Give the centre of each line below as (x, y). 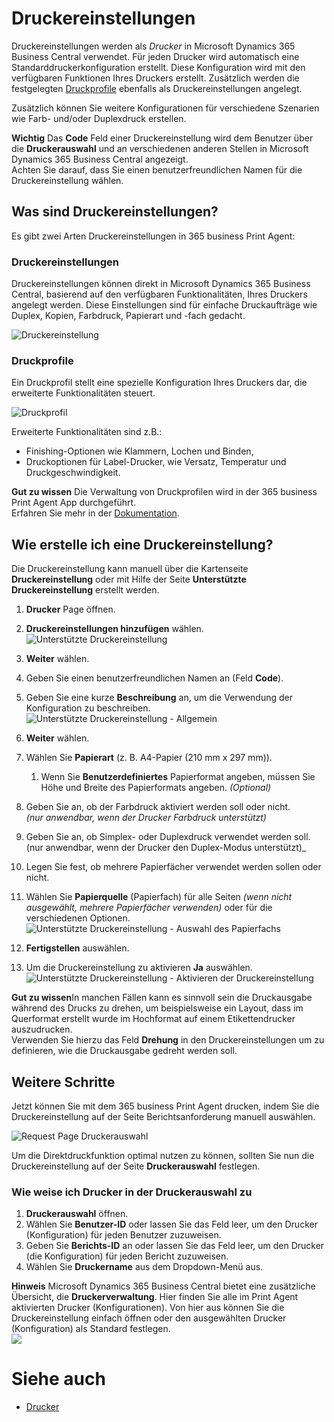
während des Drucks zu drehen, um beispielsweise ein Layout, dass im (157, 1008)
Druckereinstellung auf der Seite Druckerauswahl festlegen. (136, 1166)
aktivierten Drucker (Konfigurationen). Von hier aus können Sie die (148, 1308)
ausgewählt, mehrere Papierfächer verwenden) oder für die (149, 908)
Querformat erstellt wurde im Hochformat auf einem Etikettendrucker (153, 1019)
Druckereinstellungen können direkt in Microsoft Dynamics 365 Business (161, 284)
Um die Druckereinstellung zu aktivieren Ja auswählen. (139, 968)
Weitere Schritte (63, 1082)
